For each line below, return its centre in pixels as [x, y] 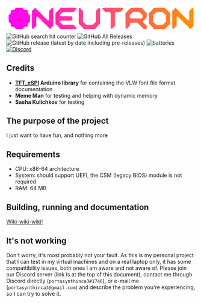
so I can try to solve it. [34, 293]
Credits [20, 68]
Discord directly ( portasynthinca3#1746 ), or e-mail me [73, 281]
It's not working [36, 241]
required [26, 182]
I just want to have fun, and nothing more [57, 135]
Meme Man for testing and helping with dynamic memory [86, 95]
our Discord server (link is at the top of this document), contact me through [99, 274]
